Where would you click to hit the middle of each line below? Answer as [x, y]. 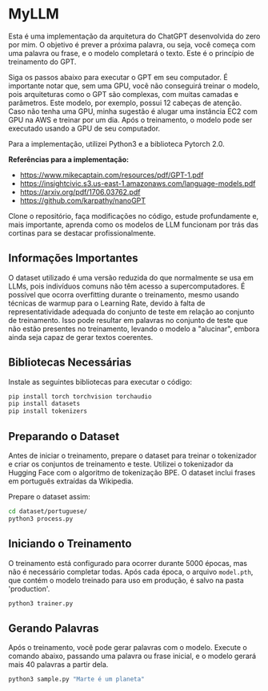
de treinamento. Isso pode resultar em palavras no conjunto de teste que [128, 320]
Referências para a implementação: [69, 159]
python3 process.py [41, 519]
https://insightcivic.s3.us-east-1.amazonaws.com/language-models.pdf [138, 183]
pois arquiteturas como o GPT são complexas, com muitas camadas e [123, 94]
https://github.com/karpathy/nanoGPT [83, 200]
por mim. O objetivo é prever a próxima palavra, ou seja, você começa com [132, 44]
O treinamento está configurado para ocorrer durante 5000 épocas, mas [128, 563]
